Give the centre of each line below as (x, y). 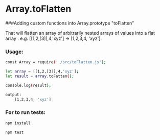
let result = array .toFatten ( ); (40, 76)
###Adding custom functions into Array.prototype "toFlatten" (70, 23)
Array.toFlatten (38, 9)
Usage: (15, 52)
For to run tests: (26, 112)
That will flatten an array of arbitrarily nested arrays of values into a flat (80, 33)
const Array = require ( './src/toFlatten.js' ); (56, 62)
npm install (18, 123)
